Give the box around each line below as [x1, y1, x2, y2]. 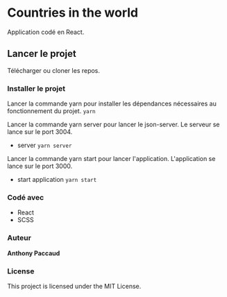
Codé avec [7, 192, 44, 202]
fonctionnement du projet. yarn [7, 107, 96, 115]
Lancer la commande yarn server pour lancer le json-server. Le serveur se [7, 120, 220, 129]
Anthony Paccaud [7, 248, 60, 257]
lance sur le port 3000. [7, 162, 73, 171]
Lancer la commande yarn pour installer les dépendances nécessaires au [7, 99, 217, 108]
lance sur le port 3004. [7, 128, 73, 136]
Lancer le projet [7, 48, 76, 60]
